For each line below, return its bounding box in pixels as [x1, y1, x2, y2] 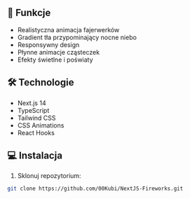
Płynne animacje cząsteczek [17, 48, 100, 56]
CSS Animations [17, 121, 65, 130]
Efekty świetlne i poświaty [17, 55, 93, 64]
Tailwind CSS [17, 114, 56, 122]
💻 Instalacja [7, 150, 63, 162]
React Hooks [17, 128, 55, 137]
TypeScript [17, 106, 50, 114]
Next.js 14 [17, 99, 47, 107]
